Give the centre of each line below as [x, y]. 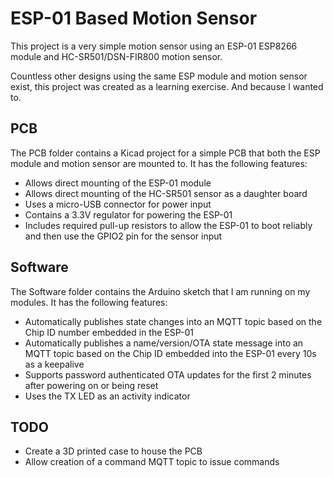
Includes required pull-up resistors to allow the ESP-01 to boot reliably [168, 225]
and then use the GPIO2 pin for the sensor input [123, 236]
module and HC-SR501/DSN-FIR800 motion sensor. [116, 56]
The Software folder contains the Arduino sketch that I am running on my [160, 291]
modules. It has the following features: [89, 302]
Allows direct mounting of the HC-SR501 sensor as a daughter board [166, 193]
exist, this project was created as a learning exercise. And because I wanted [167, 86]
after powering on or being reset [91, 385]
